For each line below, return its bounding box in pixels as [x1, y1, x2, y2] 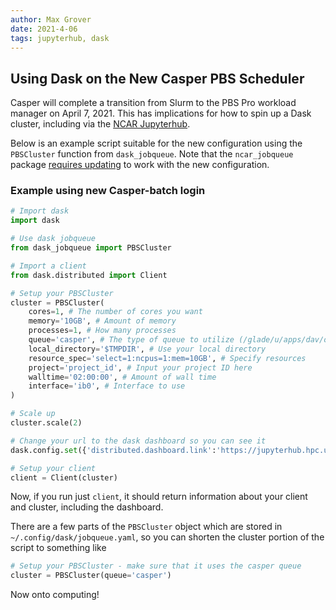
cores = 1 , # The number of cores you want [28, 307, 203, 317]
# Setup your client [10, 463, 97, 473]
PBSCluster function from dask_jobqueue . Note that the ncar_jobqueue [10, 148, 294, 160]
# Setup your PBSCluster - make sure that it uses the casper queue [10, 561, 302, 571]
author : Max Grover [10, 14, 92, 25]
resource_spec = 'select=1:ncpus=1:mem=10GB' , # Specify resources [28, 353, 307, 363]
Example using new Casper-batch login [10, 184, 206, 198]
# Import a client [10, 261, 87, 271]
